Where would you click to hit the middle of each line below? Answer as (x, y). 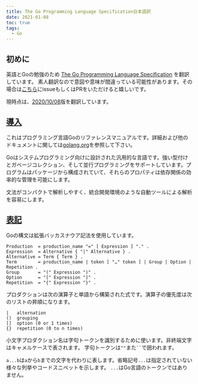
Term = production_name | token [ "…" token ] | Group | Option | (99, 262)
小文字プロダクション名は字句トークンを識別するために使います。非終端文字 (99, 340)
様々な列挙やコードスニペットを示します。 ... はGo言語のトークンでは (92, 367)
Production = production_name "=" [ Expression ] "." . (78, 246)
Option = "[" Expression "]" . (51, 277)
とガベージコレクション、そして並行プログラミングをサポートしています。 (96, 165)
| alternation (26, 313)
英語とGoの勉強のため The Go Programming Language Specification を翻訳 (98, 74)
